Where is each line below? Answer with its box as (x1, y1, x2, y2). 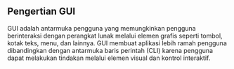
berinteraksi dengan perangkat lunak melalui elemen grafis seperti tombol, (7, 31, 223, 40)
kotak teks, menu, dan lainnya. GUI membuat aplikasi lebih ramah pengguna (7, 38, 227, 47)
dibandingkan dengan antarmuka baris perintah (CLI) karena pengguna (7, 46, 213, 54)
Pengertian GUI (7, 6, 76, 17)
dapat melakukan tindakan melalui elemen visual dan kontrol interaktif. (7, 54, 211, 62)
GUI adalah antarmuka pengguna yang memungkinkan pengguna (7, 24, 196, 32)
